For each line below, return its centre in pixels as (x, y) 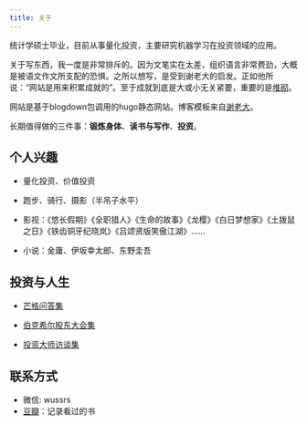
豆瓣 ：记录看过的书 (59, 411)
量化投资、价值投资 (59, 181)
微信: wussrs (47, 400)
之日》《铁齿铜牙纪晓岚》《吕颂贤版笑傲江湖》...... (114, 231)
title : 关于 (31, 18)
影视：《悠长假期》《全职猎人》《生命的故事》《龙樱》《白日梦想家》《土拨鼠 (159, 220)
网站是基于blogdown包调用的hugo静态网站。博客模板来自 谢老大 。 (134, 107)
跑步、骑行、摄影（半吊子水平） (83, 201)
